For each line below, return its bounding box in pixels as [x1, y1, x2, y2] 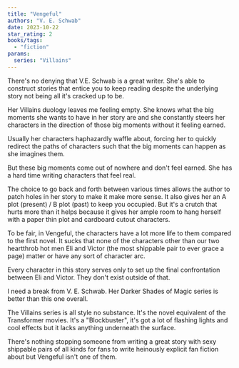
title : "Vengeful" [7, 10, 62, 18]
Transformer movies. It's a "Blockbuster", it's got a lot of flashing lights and [7, 315, 228, 324]
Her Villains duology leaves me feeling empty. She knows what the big [7, 105, 214, 114]
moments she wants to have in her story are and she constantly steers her [7, 113, 225, 121]
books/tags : [7, 37, 43, 44]
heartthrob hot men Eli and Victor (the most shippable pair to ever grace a [7, 244, 225, 252]
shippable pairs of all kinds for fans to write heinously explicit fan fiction [7, 344, 219, 353]
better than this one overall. [7, 294, 88, 303]
